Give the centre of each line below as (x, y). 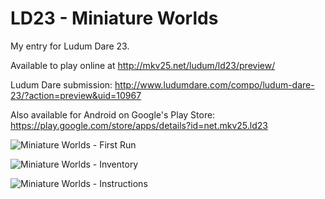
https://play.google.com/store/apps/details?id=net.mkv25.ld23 (139, 125)
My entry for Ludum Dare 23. (70, 46)
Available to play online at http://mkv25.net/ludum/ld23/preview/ (143, 65)
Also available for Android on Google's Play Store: (113, 114)
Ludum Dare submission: (61, 84)
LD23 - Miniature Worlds (114, 18)
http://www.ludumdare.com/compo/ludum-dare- (214, 84)
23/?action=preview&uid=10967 (76, 95)
